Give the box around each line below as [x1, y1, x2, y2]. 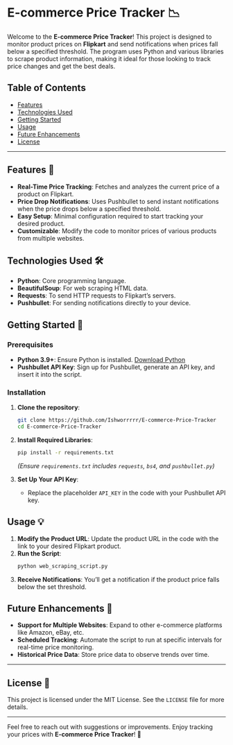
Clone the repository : [17, 403, 80, 412]
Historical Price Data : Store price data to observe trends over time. [17, 651, 209, 659]
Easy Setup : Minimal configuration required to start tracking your [17, 212, 204, 220]
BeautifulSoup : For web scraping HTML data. [17, 284, 148, 293]
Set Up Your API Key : [17, 475, 79, 483]
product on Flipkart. [17, 189, 74, 198]
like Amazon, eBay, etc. [17, 628, 85, 637]
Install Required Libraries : [17, 436, 94, 444]
